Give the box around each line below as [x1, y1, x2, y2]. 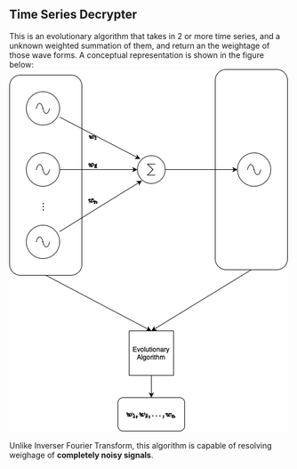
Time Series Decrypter [9, 7, 138, 22]
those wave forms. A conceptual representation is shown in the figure [9, 49, 265, 61]
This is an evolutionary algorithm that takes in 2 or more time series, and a [9, 30, 281, 41]
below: [9, 59, 34, 69]
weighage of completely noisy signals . [9, 449, 154, 460]
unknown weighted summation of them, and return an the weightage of [9, 40, 270, 51]
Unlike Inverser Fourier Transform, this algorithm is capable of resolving [9, 440, 273, 450]
